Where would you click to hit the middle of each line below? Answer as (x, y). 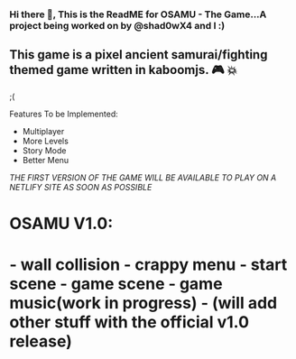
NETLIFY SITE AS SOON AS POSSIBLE (81, 187)
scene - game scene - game (116, 284)
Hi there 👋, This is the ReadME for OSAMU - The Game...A (138, 14)
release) (41, 341)
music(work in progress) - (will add (143, 304)
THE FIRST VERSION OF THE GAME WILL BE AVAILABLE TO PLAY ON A (143, 177)
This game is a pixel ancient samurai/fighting (139, 55)
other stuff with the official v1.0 (129, 322)
